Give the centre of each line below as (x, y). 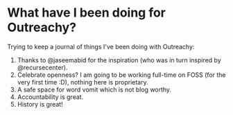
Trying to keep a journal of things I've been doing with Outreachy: (101, 46)
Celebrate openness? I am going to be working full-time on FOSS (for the (122, 75)
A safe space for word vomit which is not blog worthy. (94, 89)
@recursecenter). (42, 67)
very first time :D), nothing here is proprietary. (83, 82)
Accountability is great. (50, 97)
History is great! (40, 104)
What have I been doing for (87, 13)
